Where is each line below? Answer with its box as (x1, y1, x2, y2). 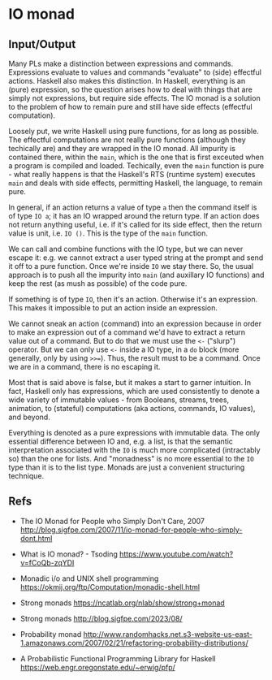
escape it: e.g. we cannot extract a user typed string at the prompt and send (8, 253, 264, 262)
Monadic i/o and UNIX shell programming (19, 574, 159, 583)
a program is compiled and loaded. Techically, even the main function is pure (8, 161, 265, 171)
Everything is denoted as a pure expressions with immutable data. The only (8, 428, 261, 437)
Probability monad (19, 629, 82, 639)
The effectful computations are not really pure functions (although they (8, 135, 246, 145)
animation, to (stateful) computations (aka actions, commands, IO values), (8, 404, 256, 413)
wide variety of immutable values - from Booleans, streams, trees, (8, 395, 230, 405)
